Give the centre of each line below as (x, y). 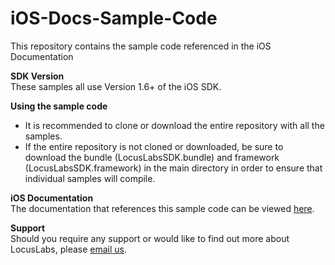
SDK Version (37, 76)
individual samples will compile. (90, 178)
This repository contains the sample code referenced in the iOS (141, 46)
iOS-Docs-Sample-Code (114, 18)
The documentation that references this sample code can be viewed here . (162, 208)
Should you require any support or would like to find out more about (150, 238)
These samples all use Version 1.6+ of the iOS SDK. (116, 86)
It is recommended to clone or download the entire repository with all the (174, 125)
